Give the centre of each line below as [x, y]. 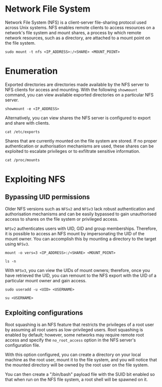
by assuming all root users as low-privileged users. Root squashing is [74, 330]
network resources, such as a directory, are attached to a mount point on [78, 38]
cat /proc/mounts [22, 160]
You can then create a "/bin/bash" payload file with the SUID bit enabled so [80, 374]
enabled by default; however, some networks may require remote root [74, 335]
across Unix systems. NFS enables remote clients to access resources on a [80, 27]
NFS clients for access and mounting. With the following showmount [71, 89]
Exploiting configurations [44, 313]
